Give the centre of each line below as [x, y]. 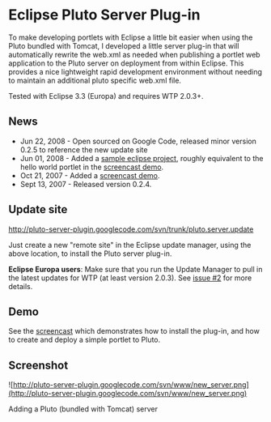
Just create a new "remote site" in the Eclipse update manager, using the [130, 245]
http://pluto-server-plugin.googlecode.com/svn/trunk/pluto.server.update [131, 229]
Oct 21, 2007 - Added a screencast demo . [90, 175]
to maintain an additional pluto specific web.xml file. [95, 80]
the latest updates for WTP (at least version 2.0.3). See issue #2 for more [130, 278]
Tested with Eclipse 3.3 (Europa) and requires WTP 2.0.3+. [106, 96]
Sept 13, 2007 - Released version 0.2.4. [86, 184]
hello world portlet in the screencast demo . [92, 167]
